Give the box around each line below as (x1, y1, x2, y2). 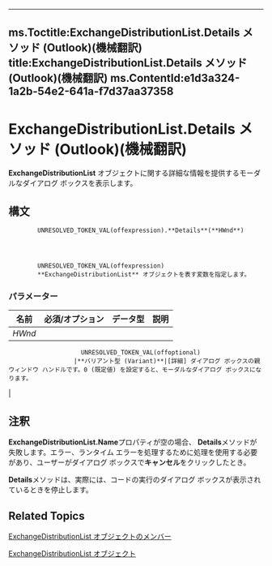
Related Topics (8, 508, 85, 523)
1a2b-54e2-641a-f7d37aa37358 (8, 84, 174, 98)
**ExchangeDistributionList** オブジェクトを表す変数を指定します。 (37, 271, 251, 279)
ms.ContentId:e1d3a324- (110, 71, 240, 85)
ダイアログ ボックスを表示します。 (22, 178, 138, 188)
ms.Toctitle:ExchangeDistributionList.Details (8, 26, 240, 40)
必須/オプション (44, 314, 104, 325)
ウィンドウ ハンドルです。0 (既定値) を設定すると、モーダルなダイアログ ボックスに (8, 366, 257, 374)
